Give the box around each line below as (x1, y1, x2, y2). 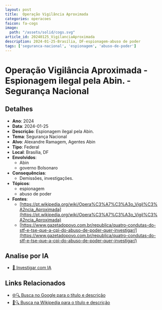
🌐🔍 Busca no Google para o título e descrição (12, 292, 106, 298)
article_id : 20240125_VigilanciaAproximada (5, 35, 95, 40)
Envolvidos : (12, 154, 37, 160)
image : (5, 25, 19, 30)
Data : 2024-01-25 (12, 123, 49, 129)
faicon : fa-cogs (5, 21, 38, 26)
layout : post (5, 7, 32, 12)
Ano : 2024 (12, 118, 34, 124)
